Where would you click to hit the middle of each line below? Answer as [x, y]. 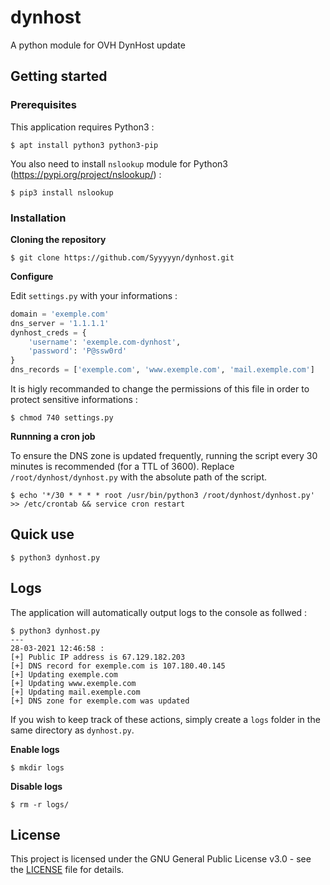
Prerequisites [43, 105]
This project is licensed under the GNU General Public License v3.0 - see [161, 859]
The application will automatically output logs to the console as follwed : [159, 612]
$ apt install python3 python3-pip [84, 145]
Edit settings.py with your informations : [94, 295]
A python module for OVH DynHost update [98, 45]
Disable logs [36, 786]
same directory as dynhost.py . [72, 730]
